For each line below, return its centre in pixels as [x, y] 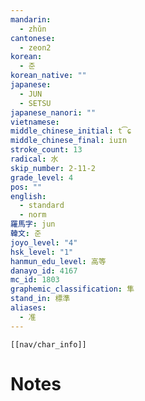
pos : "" [26, 187]
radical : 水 [34, 159]
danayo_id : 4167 [44, 271]
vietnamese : [35, 122]
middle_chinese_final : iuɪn [69, 141]
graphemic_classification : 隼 [72, 289]
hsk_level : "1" [42, 252]
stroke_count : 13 [46, 150]
